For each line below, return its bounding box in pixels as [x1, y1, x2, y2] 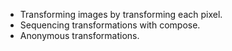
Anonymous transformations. [19, 30, 140, 41]
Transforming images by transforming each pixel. [19, 9, 223, 20]
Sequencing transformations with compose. [19, 19, 201, 31]
